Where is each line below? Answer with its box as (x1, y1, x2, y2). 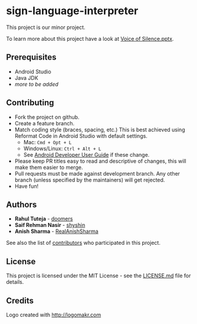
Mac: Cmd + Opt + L (23, 138, 72, 145)
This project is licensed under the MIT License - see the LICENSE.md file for (6, 272, 191, 279)
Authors (6, 199, 37, 209)
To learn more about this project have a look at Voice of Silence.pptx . (6, 35, 174, 42)
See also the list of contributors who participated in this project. (6, 239, 161, 247)
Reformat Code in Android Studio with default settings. (14, 132, 147, 140)
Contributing (6, 98, 54, 108)
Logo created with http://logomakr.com (6, 312, 101, 318)
